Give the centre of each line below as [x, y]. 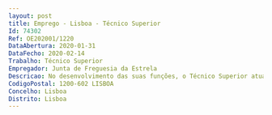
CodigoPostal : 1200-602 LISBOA [61, 83]
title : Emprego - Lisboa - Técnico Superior [85, 23]
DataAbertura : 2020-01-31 [52, 46]
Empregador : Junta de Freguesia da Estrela [83, 69]
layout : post [30, 16]
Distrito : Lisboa [38, 99]
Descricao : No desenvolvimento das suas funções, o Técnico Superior [128, 76]
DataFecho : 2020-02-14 [47, 53]
